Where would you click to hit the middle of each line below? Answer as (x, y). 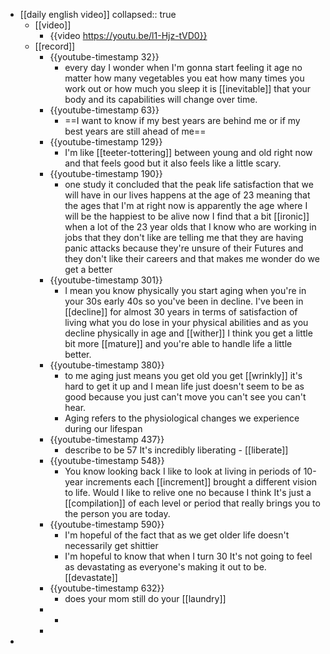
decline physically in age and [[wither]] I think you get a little (188, 333)
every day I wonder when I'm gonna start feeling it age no (183, 67)
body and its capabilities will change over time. (161, 99)
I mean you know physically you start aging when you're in (185, 290)
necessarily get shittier (111, 545)
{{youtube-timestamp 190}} (106, 173)
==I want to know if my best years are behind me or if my (182, 120)
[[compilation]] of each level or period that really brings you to (192, 503)
